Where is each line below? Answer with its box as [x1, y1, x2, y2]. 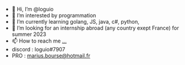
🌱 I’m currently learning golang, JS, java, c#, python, [11, 18, 140, 25]
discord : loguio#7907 [11, 46, 66, 53]
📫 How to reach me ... [11, 37, 67, 44]
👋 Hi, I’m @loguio [11, 6, 54, 12]
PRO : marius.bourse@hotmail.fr [11, 52, 90, 59]
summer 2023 [11, 31, 46, 38]
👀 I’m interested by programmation [11, 12, 96, 19]
